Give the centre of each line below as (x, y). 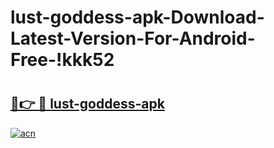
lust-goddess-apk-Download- (137, 17)
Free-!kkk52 (62, 60)
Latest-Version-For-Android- (133, 38)
